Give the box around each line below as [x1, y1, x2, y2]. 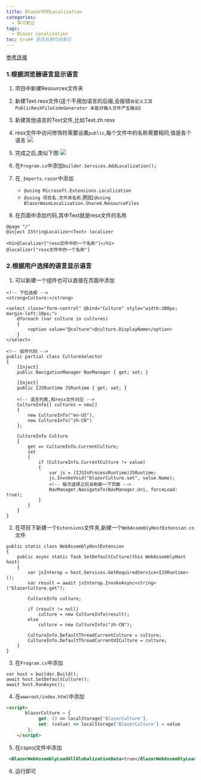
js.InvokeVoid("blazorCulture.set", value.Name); [48, 475, 175, 481]
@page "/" [6, 224, 31, 230]
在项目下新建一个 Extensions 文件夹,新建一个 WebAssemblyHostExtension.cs [14, 524, 194, 531]
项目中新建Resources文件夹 [14, 85, 84, 92]
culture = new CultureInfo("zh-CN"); [38, 622, 133, 628]
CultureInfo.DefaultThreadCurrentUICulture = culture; [28, 637, 167, 643]
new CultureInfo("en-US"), [28, 412, 95, 418]
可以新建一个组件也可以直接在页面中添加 [14, 276, 115, 284]
